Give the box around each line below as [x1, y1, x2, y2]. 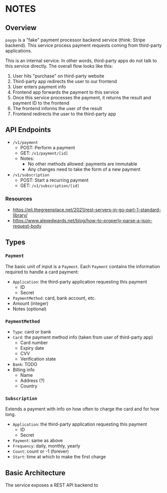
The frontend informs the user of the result [12, 106, 103, 111]
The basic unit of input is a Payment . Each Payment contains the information [5, 263, 160, 269]
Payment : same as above [12, 437, 63, 444]
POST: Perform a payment [20, 144, 75, 150]
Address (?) [20, 378, 45, 384]
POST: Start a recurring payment [20, 177, 89, 183]
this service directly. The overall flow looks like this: [5, 63, 113, 69]
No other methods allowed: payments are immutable [27, 161, 138, 167]
